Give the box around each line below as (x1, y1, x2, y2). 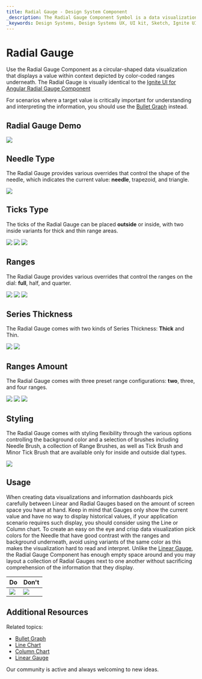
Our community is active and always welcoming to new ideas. (6, 666, 159, 673)
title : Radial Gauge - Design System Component (6, 8, 128, 15)
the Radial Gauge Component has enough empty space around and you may (6, 551, 196, 558)
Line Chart (14, 641, 41, 648)
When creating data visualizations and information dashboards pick (6, 493, 173, 500)
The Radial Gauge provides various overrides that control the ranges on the (6, 273, 193, 280)
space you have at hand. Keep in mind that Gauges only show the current (6, 506, 188, 513)
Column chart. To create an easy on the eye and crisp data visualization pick (6, 525, 196, 533)
